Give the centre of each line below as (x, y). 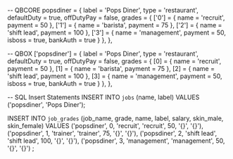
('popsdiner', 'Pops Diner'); (46, 104)
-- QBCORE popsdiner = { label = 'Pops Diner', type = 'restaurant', (103, 10)
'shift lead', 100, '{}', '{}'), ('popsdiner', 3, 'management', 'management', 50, (116, 141)
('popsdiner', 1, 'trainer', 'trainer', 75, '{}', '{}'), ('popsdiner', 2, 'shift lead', (112, 133)
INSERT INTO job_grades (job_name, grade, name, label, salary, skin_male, (115, 118)
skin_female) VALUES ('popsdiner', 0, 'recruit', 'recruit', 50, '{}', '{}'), (106, 126)
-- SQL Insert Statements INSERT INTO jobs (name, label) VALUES (103, 97)
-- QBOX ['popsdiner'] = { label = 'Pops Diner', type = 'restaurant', (103, 53)
